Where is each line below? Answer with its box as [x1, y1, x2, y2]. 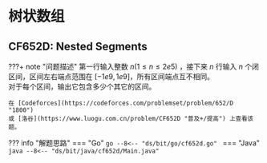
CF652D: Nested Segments [8, 39, 148, 53]
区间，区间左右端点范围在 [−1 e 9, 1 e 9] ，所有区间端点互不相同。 [8, 72, 215, 81]
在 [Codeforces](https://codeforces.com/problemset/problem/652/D [8, 99, 234, 107]
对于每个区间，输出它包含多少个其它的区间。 [8, 81, 156, 91]
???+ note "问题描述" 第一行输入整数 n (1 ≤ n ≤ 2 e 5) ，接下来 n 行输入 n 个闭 [8, 62, 259, 71]
